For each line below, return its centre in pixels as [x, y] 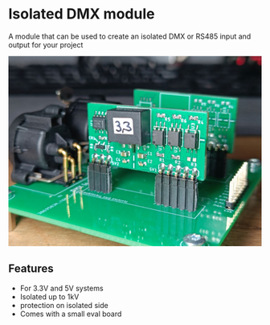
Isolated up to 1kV [49, 296]
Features [31, 269]
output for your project [46, 44]
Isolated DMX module [82, 14]
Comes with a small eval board [71, 314]
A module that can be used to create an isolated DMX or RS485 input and [130, 36]
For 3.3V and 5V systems [61, 288]
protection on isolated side [64, 305]
